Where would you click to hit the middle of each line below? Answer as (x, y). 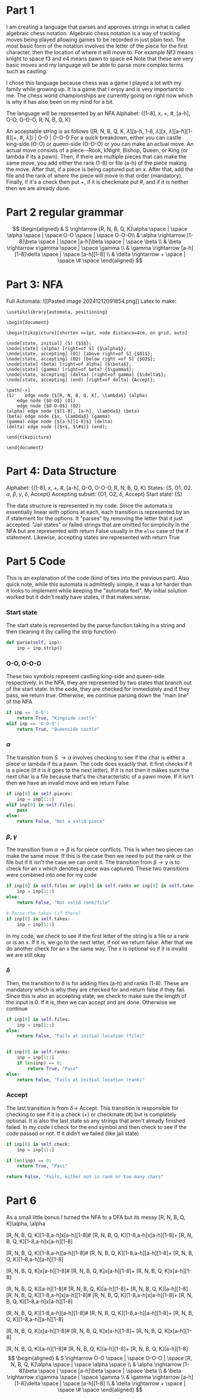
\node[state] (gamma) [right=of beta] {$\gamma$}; (70, 369)
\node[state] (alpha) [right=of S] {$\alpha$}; (66, 348)
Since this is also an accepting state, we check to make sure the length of (96, 995)
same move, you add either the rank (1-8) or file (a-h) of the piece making (96, 163)
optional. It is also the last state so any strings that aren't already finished (96, 1121)
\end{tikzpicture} (29, 437)
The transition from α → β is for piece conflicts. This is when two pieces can (100, 849)
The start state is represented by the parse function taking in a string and (96, 625)
